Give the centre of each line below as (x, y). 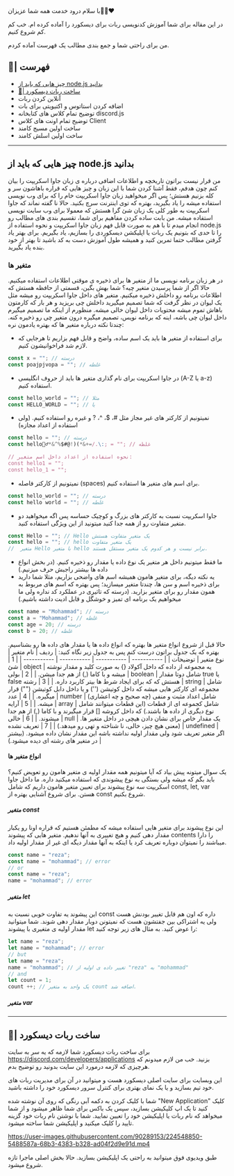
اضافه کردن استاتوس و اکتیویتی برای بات (70, 106)
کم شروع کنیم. (27, 32)
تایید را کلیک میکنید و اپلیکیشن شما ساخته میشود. (71, 1122)
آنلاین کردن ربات (39, 98)
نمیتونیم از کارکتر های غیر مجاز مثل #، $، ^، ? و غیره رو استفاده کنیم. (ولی (114, 418)
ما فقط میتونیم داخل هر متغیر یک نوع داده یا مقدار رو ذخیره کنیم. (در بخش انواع (120, 562)
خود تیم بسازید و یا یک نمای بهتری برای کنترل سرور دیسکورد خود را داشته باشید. (111, 1087)
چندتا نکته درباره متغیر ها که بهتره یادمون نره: (66, 324)
